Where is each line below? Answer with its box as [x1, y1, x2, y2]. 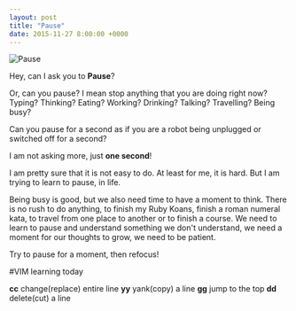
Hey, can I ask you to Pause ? [9, 71, 115, 82]
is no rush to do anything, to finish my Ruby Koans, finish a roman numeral [9, 204, 281, 214]
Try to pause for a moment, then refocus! [9, 249, 160, 260]
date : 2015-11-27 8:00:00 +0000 [9, 29, 129, 38]
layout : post [9, 12, 58, 22]
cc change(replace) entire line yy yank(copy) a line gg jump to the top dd [9, 284, 277, 294]
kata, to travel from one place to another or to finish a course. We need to [9, 214, 277, 224]
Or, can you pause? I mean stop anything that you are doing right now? [9, 88, 268, 98]
